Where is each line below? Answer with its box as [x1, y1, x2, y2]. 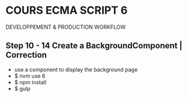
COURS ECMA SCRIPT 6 [5, 4, 128, 17]
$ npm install [14, 78, 47, 85]
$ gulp [14, 85, 31, 92]
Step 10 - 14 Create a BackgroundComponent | [5, 41, 183, 51]
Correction [5, 50, 47, 60]
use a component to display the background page [14, 66, 138, 73]
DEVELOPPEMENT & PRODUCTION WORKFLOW [5, 23, 126, 30]
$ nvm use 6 [14, 72, 46, 79]
